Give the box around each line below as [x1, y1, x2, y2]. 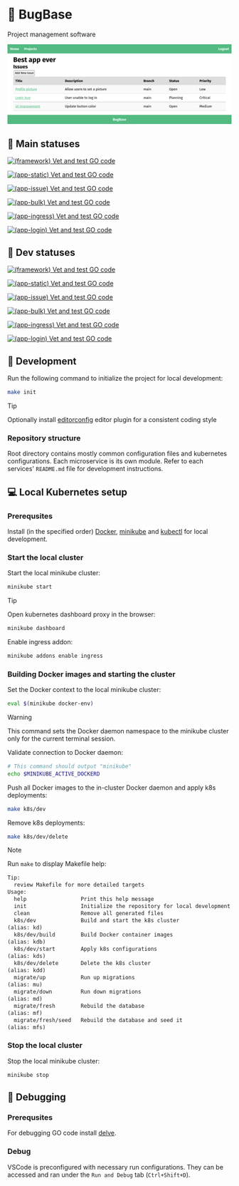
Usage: [7, 889, 27, 896]
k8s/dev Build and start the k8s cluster [14, 917, 180, 924]
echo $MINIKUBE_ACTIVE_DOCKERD [7, 770, 100, 778]
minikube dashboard [7, 625, 65, 632]
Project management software [7, 30, 96, 38]
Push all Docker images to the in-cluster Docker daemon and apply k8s [7, 783, 216, 792]
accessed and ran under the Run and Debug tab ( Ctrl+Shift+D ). [7, 1170, 191, 1179]
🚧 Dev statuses [7, 246, 76, 259]
